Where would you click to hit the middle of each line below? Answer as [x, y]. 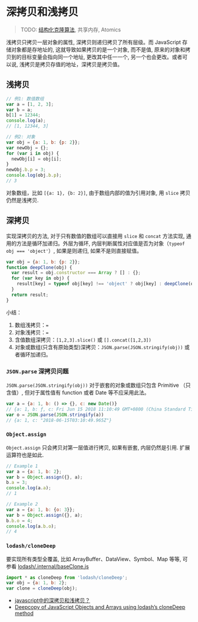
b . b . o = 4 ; [19, 520]
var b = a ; [19, 110]
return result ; [30, 295]
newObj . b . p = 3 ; [26, 170]
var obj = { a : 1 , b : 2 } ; [37, 583]
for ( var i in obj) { [33, 153]
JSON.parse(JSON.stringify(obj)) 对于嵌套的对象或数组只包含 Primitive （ [96, 385]
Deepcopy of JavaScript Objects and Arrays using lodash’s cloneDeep [100, 607]
